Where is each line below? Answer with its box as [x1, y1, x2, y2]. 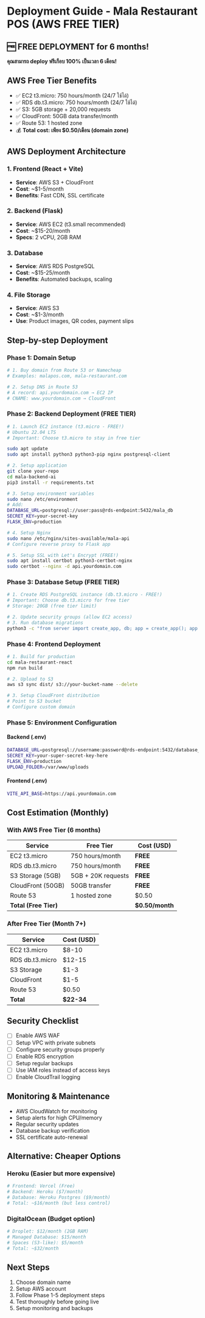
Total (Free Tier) [10, 901, 58, 910]
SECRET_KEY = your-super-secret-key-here [7, 753, 108, 759]
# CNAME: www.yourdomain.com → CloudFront [7, 395, 116, 402]
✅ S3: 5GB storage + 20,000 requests [15, 105, 111, 113]
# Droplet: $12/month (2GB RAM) [7, 1228, 89, 1235]
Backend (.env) [7, 733, 47, 741]
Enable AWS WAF [15, 1032, 60, 1040]
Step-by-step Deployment [7, 335, 108, 345]
